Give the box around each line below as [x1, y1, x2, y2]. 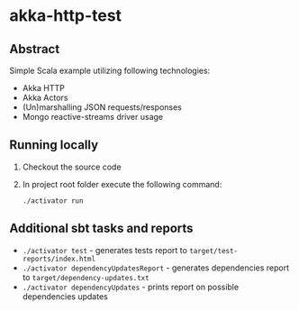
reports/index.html [22, 254, 96, 263]
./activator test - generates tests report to [22, 244, 187, 255]
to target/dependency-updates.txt [22, 271, 150, 282]
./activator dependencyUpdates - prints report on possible [22, 281, 240, 292]
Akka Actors [22, 92, 68, 103]
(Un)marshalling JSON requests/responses [22, 102, 183, 113]
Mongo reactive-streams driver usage [22, 112, 164, 122]
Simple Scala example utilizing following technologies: [9, 65, 211, 76]
